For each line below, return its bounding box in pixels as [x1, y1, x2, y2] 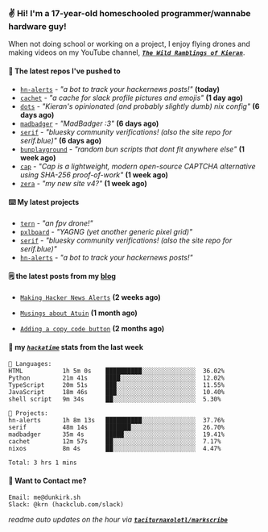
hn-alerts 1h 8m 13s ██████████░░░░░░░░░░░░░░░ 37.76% [8, 417, 225, 425]
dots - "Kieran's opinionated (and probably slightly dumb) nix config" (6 [19, 101, 260, 111]
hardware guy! [8, 20, 67, 31]
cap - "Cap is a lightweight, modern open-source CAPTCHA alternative [19, 161, 256, 171]
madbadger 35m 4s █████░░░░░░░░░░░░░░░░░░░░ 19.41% [8, 430, 225, 438]
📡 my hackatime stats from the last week [8, 342, 143, 351]
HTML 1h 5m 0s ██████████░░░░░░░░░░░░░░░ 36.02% [8, 367, 225, 376]
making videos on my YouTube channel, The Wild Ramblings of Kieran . [8, 48, 245, 57]
